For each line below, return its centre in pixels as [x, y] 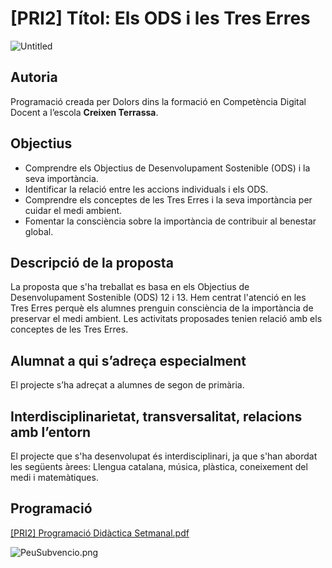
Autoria [34, 77]
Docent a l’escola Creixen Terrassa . [84, 112]
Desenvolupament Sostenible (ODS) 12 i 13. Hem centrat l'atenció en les [158, 298]
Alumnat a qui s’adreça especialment [128, 360]
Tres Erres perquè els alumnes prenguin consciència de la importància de [162, 308]
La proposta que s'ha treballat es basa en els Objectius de [130, 287]
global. [39, 231]
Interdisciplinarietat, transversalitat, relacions [156, 416]
